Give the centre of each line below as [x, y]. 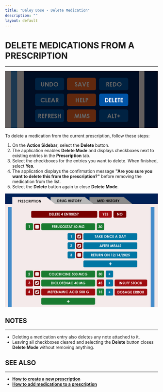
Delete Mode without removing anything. [53, 347]
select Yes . [23, 166]
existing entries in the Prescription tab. [51, 156]
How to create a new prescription [46, 379]
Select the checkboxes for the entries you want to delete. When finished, [85, 160]
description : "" [21, 15]
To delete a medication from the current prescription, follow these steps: [77, 136]
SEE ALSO [21, 363]
